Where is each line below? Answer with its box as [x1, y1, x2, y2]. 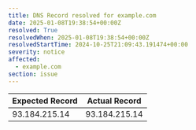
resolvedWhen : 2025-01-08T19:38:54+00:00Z [8, 33, 150, 42]
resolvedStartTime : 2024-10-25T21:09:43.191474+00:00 [8, 41, 189, 49]
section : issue [8, 70, 58, 78]
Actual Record [87, 95, 142, 106]
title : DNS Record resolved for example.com [8, 11, 157, 20]
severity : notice [8, 48, 65, 56]
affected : [8, 56, 41, 64]
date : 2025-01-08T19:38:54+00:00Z [8, 19, 122, 27]
